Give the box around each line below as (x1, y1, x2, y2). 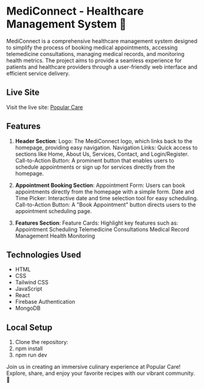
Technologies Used (6, 250, 81, 260)
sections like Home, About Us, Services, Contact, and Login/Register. (15, 150, 189, 158)
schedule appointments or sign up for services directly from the (15, 163, 175, 170)
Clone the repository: (15, 338, 69, 346)
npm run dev (15, 351, 47, 359)
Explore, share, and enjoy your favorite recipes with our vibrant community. (6, 370, 195, 377)
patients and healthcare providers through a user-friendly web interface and (6, 63, 198, 71)
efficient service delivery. (6, 69, 70, 77)
